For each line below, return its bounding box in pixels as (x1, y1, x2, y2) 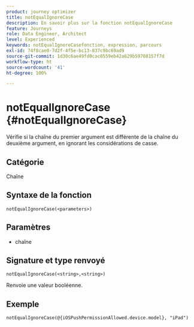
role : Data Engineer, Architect (6, 31, 87, 37)
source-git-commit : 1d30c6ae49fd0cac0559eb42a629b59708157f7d (6, 53, 165, 59)
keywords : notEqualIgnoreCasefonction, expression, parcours (6, 42, 162, 48)
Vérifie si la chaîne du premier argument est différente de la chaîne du (6, 133, 178, 140)
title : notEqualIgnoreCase (6, 14, 74, 20)
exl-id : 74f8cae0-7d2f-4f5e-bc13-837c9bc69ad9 (6, 48, 125, 54)
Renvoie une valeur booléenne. (6, 282, 83, 289)
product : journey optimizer (6, 8, 77, 15)
